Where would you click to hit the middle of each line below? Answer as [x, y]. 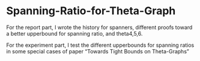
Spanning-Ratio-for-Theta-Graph [91, 11]
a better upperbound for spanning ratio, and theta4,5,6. [74, 33]
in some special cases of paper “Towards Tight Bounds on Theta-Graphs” [98, 51]
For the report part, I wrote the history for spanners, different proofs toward [99, 27]
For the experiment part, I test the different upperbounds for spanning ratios [100, 45]
